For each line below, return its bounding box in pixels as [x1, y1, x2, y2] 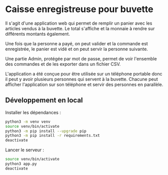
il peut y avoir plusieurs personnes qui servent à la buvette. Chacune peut [5, 76, 158, 82]
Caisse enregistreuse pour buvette [5, 4, 153, 15]
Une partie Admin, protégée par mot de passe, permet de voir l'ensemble [5, 55, 157, 61]
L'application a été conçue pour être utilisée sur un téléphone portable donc [5, 70, 162, 76]
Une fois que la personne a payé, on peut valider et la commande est [5, 40, 148, 46]
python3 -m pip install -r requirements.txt [5, 133, 100, 138]
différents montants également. [5, 31, 70, 37]
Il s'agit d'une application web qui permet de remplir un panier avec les [5, 20, 152, 26]
